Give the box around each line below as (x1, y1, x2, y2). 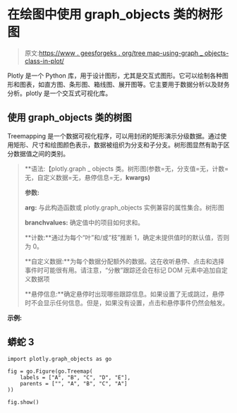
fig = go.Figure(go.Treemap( (7, 368, 93, 375)
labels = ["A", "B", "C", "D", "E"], (20, 373, 131, 381)
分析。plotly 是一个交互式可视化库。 (7, 89, 112, 97)
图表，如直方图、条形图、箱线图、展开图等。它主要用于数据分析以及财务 (19, 80, 230, 88)
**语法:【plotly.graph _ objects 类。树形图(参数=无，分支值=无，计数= (24, 164, 229, 173)
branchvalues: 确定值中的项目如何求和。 (24, 218, 145, 227)
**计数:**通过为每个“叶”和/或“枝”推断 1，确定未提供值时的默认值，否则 (24, 233, 230, 241)
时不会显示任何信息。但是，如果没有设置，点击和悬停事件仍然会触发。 (24, 298, 229, 307)
